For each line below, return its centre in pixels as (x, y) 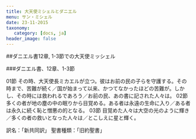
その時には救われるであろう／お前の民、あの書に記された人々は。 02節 (102, 96)
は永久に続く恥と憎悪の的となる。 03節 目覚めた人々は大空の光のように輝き (98, 110)
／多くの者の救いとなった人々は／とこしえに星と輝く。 (73, 118)
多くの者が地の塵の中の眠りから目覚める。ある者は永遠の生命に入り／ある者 (98, 103)
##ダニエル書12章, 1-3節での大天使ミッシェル (61, 56)
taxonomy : (18, 28)
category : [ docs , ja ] (40, 33)
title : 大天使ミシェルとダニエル (42, 11)
